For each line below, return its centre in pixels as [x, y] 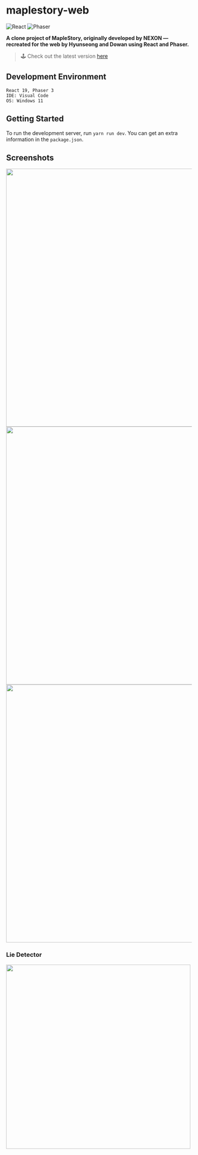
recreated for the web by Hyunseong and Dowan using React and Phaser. [98, 44]
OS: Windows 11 [25, 101]
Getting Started [35, 119]
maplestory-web [48, 10]
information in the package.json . [45, 139]
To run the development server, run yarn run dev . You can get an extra [92, 133]
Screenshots [30, 158]
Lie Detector [24, 955]
